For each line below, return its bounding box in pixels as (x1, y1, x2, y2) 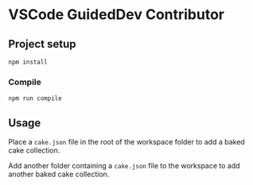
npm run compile (8, 94, 62, 102)
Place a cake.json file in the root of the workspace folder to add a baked (8, 137, 245, 147)
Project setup (8, 37, 77, 51)
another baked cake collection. (8, 169, 110, 179)
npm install (8, 58, 48, 66)
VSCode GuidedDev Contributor (8, 6, 225, 24)
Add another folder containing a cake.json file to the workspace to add (8, 161, 240, 171)
